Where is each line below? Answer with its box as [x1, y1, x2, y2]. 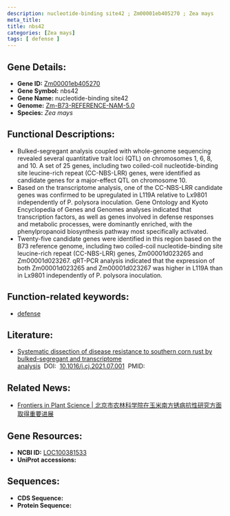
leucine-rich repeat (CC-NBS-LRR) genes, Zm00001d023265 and [17, 249, 203, 257]
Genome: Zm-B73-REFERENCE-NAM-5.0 [17, 101, 136, 109]
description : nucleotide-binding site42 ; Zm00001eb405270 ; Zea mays [7, 10, 214, 17]
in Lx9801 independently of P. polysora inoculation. [17, 271, 163, 279]
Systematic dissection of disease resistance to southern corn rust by [17, 347, 213, 356]
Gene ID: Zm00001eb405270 [17, 79, 101, 87]
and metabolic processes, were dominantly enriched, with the [17, 219, 193, 228]
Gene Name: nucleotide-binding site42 [17, 94, 129, 102]
